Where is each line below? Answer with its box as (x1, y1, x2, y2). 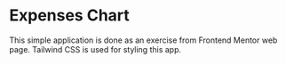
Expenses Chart (9, 5, 131, 26)
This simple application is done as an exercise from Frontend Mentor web (9, 35, 278, 45)
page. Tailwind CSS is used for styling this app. (9, 44, 182, 54)
